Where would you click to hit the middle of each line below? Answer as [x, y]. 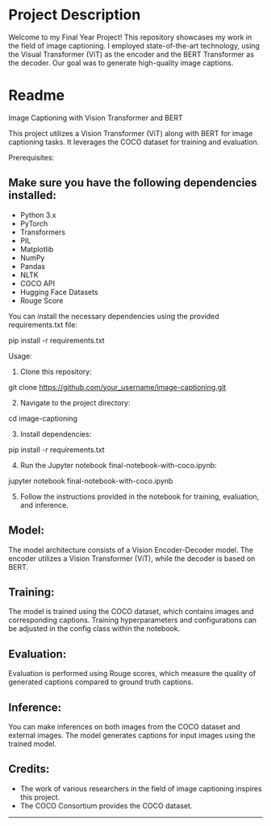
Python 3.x [38, 214]
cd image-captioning [43, 418]
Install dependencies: [56, 434]
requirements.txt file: [43, 325]
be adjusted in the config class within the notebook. [94, 629]
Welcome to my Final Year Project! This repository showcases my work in [130, 37]
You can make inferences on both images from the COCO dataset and [124, 726]
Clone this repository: [56, 371]
